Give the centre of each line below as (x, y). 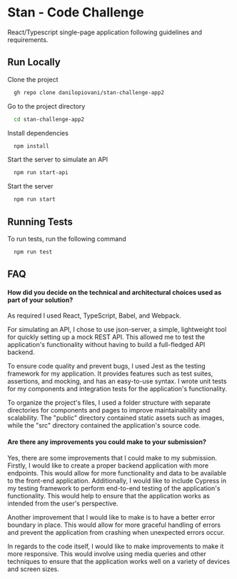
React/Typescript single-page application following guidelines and (105, 32)
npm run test (33, 252)
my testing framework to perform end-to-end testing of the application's (114, 488)
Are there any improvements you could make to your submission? (107, 442)
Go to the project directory (46, 106)
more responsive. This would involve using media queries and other (107, 553)
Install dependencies (38, 133)
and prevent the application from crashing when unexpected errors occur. (116, 532)
